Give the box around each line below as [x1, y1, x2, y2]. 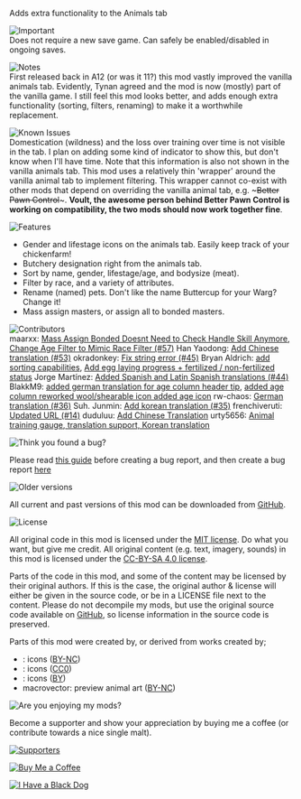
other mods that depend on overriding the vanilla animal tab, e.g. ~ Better [9, 185, 279, 195]
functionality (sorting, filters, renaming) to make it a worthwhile [9, 100, 243, 111]
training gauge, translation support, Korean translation [9, 420, 210, 430]
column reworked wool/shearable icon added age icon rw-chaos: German [9, 391, 284, 401]
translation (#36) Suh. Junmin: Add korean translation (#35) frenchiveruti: [9, 401, 283, 411]
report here [9, 464, 51, 475]
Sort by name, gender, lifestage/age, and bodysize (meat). [22, 268, 240, 278]
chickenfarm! [22, 248, 72, 259]
